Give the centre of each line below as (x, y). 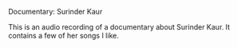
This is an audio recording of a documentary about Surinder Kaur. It (119, 27)
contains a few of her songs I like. (64, 36)
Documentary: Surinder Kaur (55, 12)
